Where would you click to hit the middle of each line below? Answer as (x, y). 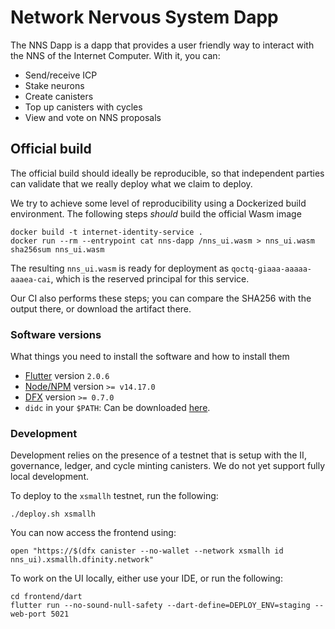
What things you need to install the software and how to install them (150, 357)
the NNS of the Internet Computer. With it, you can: (115, 55)
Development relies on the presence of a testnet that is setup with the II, (158, 455)
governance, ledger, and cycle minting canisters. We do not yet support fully (168, 466)
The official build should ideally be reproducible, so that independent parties (167, 173)
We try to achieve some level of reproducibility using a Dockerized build (158, 203)
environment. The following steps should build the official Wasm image (156, 213)
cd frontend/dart (46, 597)
